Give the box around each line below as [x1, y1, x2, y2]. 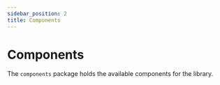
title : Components [7, 17, 61, 24]
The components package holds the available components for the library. [7, 70, 214, 78]
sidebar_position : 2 [7, 10, 68, 17]
